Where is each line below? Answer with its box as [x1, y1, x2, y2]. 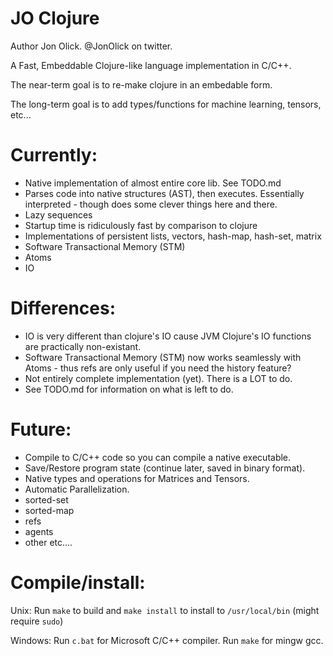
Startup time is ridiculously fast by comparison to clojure [24, 219, 258, 231]
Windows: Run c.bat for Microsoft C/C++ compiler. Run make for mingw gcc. [10, 634, 324, 646]
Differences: [10, 297, 117, 320]
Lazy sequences [24, 208, 93, 221]
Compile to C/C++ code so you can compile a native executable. [24, 451, 292, 463]
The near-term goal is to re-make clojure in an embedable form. [10, 78, 273, 91]
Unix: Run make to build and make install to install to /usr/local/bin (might [10, 604, 320, 616]
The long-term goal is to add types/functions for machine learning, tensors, [10, 98, 322, 110]
